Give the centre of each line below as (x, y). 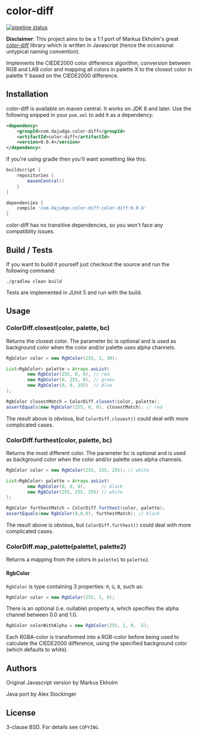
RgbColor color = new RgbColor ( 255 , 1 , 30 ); (62, 358)
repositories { (35, 176)
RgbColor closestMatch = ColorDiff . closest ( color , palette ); (83, 402)
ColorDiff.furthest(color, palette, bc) (59, 440)
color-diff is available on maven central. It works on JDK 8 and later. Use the (99, 109)
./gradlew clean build (34, 281)
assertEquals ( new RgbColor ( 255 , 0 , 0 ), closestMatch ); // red (84, 407)
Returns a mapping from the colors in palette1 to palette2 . (78, 559)
